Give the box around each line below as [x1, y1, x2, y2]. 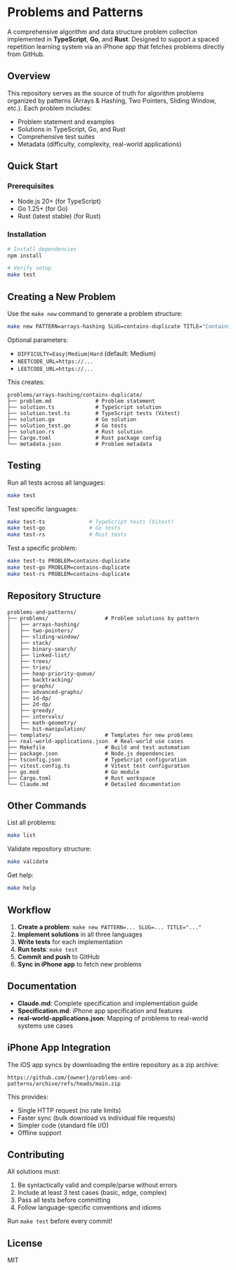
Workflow [7, 904, 51, 916]
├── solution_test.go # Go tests [7, 422, 128, 429]
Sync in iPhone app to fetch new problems [17, 960, 142, 968]
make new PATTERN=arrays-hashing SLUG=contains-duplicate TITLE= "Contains [7, 323, 231, 330]
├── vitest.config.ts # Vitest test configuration [7, 762, 190, 769]
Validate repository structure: [7, 844, 92, 853]
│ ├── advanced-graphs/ [7, 688, 83, 695]
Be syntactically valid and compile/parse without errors [17, 1181, 178, 1189]
